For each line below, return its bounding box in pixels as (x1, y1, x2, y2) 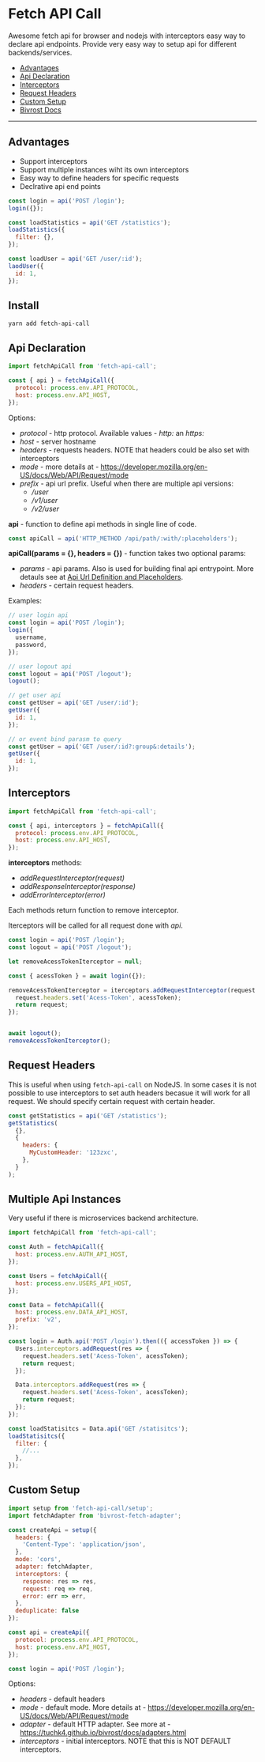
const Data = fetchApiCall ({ (8, 1301, 104, 1309)
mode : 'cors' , (15, 1556, 62, 1563)
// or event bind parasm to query (8, 735, 122, 743)
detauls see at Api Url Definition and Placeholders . (19, 573, 184, 582)
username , (15, 633, 47, 641)
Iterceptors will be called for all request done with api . (8, 921, 184, 930)
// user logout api (8, 662, 73, 671)
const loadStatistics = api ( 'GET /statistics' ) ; (8, 218, 171, 226)
